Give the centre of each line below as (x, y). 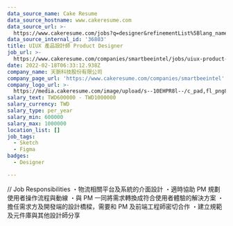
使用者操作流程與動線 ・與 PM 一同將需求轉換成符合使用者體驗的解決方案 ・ (115, 197)
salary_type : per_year (40, 111)
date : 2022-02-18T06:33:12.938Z (54, 65)
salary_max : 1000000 (37, 123)
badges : (18, 156)
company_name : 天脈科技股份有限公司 (55, 72)
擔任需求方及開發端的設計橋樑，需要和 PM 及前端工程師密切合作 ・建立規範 (115, 207)
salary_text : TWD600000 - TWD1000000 (62, 98)
